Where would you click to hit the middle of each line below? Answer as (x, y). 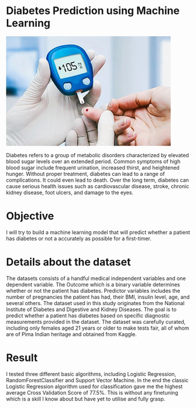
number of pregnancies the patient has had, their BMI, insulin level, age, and (98, 297)
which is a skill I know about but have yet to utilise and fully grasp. (86, 399)
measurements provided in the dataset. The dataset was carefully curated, (96, 321)
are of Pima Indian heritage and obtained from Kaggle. (71, 334)
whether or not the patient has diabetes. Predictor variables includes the (93, 291)
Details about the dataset (68, 262)
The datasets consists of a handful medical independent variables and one (96, 278)
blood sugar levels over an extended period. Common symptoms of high (93, 161)
